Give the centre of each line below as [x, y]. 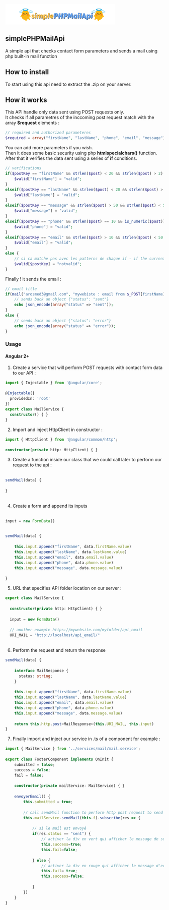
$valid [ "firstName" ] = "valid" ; [48, 179]
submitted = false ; [35, 765]
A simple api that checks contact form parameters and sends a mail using [81, 51]
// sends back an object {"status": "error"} [63, 321]
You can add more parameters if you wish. [49, 148]
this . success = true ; [61, 844]
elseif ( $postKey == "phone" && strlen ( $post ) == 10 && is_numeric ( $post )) [85, 221]
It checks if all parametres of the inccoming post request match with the [80, 117]
